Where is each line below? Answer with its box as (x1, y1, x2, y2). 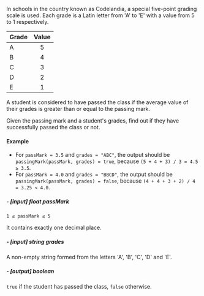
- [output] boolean (6, 267, 55, 275)
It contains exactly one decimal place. (6, 224, 102, 232)
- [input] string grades (6, 238, 64, 245)
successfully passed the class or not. (6, 124, 100, 131)
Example (6, 137, 29, 145)
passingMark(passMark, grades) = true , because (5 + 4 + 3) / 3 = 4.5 (15, 157, 198, 165)
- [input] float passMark (6, 197, 69, 205)
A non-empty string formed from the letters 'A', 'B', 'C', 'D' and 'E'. (6, 254, 173, 261)
